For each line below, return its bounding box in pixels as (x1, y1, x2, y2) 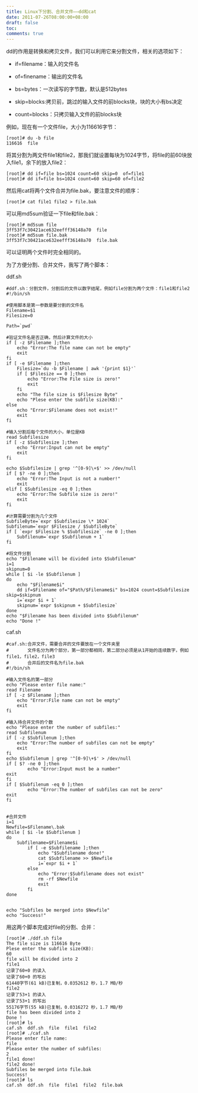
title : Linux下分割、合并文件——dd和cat (6, 8, 97, 15)
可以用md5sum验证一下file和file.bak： (6, 210, 100, 217)
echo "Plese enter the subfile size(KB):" (17, 397, 123, 403)
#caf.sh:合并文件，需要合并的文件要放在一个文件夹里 (6, 641, 120, 647)
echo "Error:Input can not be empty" (17, 445, 110, 451)
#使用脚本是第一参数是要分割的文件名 (6, 302, 84, 308)
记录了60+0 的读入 (6, 968, 46, 974)
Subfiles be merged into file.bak (6, 1067, 92, 1073)
